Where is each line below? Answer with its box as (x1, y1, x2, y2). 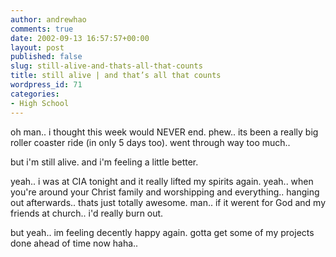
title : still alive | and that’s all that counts (10, 71, 222, 81)
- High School (10, 98, 70, 108)
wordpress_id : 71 (10, 80, 83, 90)
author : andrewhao (10, 14, 87, 25)
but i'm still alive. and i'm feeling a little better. (10, 156, 199, 168)
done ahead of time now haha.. (10, 237, 139, 249)
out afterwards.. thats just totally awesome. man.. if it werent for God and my (10, 196, 327, 208)
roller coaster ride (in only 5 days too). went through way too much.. (10, 136, 291, 148)
